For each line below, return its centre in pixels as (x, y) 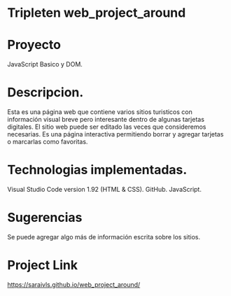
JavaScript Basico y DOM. (45, 64)
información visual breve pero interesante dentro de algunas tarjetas (106, 120)
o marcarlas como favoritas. (48, 142)
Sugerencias (45, 218)
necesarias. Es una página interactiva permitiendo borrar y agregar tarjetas (115, 134)
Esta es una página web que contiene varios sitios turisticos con (100, 112)
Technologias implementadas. (97, 170)
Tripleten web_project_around (97, 13)
